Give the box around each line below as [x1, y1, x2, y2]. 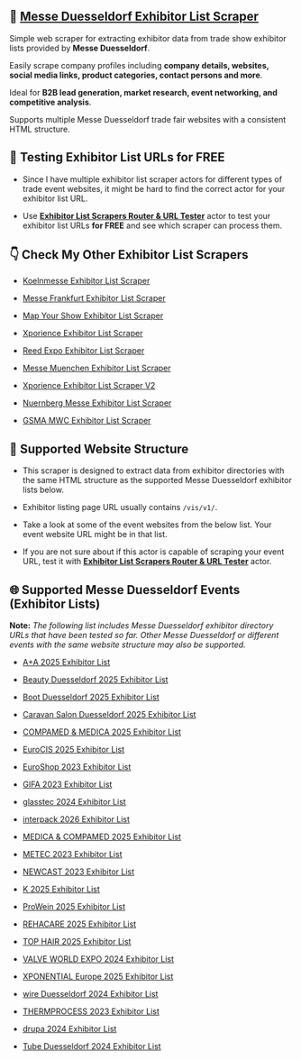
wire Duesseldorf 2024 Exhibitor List [22, 989, 159, 1000]
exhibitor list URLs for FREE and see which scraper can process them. [22, 220, 283, 231]
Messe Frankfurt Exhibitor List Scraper [22, 293, 166, 304]
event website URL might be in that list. [22, 529, 169, 540]
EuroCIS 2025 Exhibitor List [22, 745, 124, 755]
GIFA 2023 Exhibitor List [22, 779, 113, 790]
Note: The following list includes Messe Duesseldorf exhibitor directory [9, 620, 274, 631]
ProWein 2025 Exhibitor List [22, 901, 126, 912]
